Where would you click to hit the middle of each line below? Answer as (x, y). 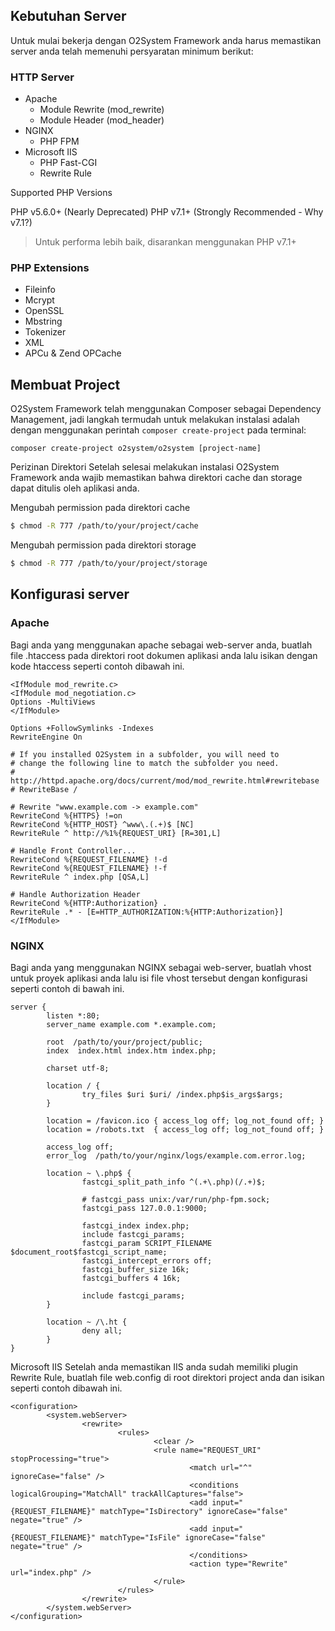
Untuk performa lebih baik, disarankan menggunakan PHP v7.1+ (165, 242)
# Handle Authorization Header (75, 894)
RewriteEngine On (46, 737)
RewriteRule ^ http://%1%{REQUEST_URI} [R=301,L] (116, 833)
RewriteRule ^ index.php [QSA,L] (80, 877)
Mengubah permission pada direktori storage (103, 545)
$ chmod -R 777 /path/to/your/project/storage (109, 564)
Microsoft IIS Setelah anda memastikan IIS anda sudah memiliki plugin (154, 1366)
